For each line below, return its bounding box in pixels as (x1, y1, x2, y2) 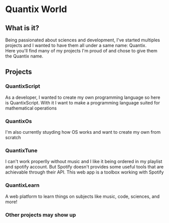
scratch (5, 134, 21, 140)
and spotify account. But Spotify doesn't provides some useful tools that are (5, 164, 164, 170)
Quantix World (5, 4, 67, 15)
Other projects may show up (5, 211, 76, 218)
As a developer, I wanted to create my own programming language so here (5, 94, 160, 100)
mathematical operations (5, 105, 57, 111)
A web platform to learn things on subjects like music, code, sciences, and (5, 193, 160, 199)
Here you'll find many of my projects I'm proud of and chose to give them (5, 48, 157, 53)
